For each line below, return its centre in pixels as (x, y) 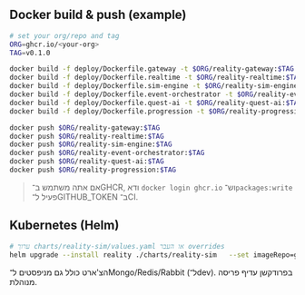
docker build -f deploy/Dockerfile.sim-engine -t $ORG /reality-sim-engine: (156, 86)
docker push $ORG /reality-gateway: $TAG (85, 128)
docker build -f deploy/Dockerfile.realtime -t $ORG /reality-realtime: (148, 78)
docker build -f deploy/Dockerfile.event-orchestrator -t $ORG (132, 94)
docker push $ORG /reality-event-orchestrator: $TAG (107, 153)
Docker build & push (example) (98, 15)
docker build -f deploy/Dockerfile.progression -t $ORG (117, 111)
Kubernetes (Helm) (64, 226)
